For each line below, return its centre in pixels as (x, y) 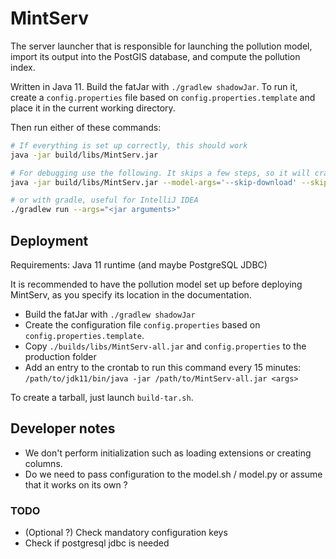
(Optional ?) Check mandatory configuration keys (126, 533)
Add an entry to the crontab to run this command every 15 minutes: (163, 367)
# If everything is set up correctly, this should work (129, 145)
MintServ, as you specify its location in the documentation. (131, 295)
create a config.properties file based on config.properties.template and (163, 97)
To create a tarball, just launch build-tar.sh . (102, 397)
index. (23, 67)
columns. (43, 463)
